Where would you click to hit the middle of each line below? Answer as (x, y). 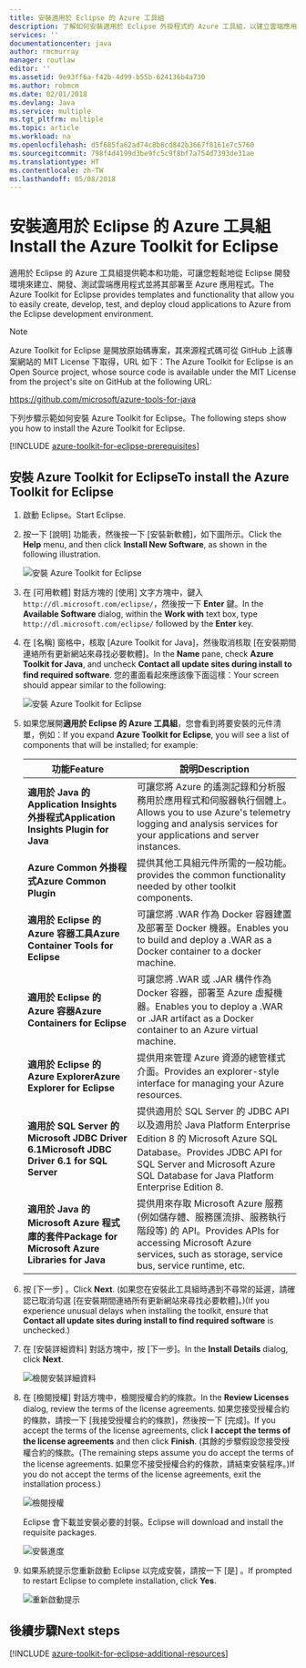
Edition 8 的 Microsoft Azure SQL (207, 1138)
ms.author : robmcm (44, 86)
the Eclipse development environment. (82, 314)
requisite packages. (60, 1532)
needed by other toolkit (186, 886)
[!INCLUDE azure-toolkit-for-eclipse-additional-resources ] (119, 1653)
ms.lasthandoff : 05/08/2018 (63, 179)
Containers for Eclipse (77, 1023)
